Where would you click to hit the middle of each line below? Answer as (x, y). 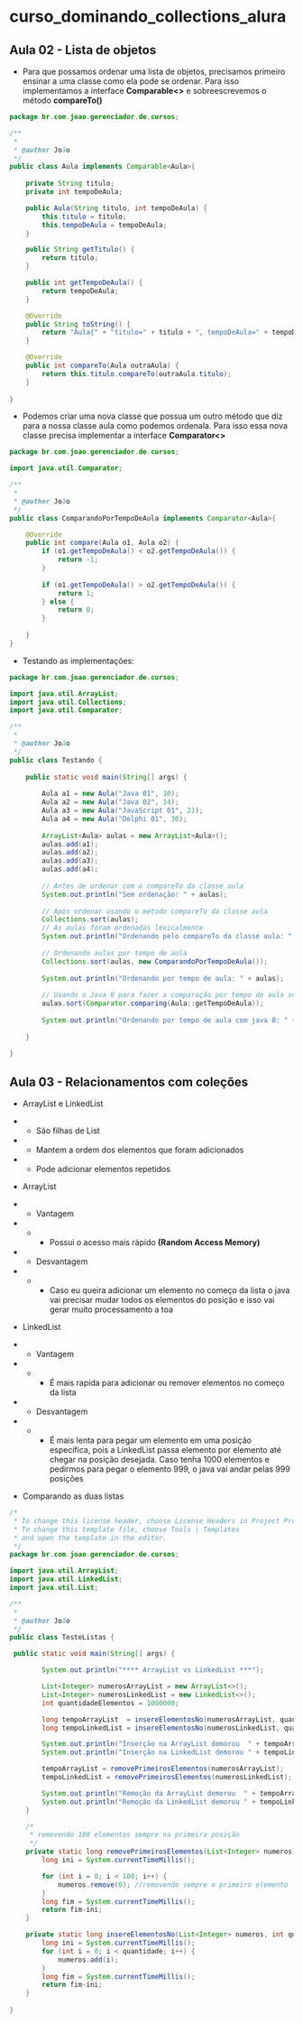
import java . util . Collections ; (68, 702)
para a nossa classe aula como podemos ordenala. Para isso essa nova (155, 426)
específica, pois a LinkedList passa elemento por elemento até (165, 1450)
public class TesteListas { (62, 1638)
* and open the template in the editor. (90, 1538)
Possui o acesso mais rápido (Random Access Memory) (155, 1242)
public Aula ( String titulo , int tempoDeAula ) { (116, 208)
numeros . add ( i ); (88, 1960)
